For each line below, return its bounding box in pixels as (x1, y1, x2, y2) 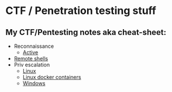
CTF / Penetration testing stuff (5, 4, 156, 17)
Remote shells (13, 55, 48, 62)
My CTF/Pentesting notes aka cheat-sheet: (5, 27, 167, 37)
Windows (22, 80, 46, 87)
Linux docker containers (22, 74, 81, 80)
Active (22, 49, 39, 56)
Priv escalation (13, 61, 50, 68)
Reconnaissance (13, 43, 54, 49)
